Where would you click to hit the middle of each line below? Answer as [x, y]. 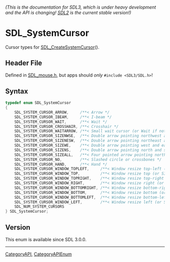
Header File [24, 63]
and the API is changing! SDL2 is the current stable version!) [68, 12]
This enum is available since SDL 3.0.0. [46, 239]
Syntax [17, 91]
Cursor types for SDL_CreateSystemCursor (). [52, 47]
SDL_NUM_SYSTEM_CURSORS [39, 207]
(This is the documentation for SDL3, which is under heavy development [81, 7]
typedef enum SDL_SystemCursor [38, 103]
